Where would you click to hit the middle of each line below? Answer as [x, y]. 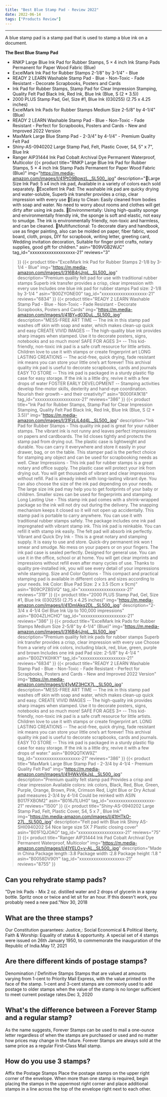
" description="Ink [135, 421]
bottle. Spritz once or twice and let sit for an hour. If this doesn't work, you [81, 897]
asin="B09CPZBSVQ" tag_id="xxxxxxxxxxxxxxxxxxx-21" [75, 590]
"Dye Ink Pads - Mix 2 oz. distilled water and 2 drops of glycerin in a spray [81, 892]
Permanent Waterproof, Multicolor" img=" [60, 843]
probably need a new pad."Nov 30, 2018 [46, 902]
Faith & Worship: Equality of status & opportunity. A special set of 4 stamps [82, 935]
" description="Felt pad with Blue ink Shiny [95, 822]
